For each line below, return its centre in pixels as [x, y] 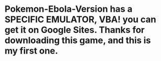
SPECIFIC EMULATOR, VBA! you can [80, 19]
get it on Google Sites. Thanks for [75, 30]
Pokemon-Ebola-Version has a [69, 9]
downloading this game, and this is [78, 41]
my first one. [31, 51]
